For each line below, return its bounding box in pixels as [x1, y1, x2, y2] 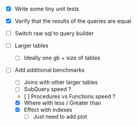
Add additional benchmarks [14, 67, 85, 74]
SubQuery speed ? [23, 86, 71, 93]
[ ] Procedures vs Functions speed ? [23, 92, 116, 100]
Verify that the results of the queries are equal [14, 18, 131, 25]
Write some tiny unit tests [14, 6, 79, 12]
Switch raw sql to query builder [14, 30, 94, 37]
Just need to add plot [33, 113, 87, 120]
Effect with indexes [23, 106, 72, 113]
